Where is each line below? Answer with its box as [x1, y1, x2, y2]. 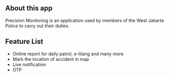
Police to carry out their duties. [5, 23, 70, 29]
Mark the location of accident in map [12, 56, 89, 62]
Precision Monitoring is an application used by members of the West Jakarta [5, 17, 164, 23]
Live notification [12, 61, 46, 67]
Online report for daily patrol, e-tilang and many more [12, 50, 124, 57]
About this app [5, 4, 53, 13]
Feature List [5, 37, 43, 46]
